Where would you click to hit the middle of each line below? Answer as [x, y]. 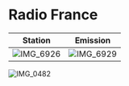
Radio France [53, 15]
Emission [93, 40]
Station [36, 40]
